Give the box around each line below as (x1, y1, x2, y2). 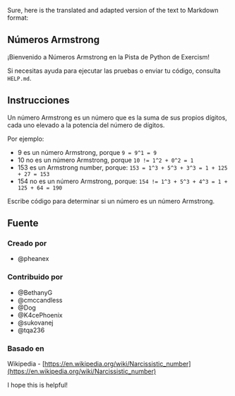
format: (7, 13, 29, 22)
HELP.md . (7, 74, 32, 82)
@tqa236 (17, 325, 45, 334)
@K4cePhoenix (17, 310, 64, 319)
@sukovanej (17, 318, 54, 327)
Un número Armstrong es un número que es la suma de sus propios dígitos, (7, 113, 227, 122)
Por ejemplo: (7, 134, 44, 143)
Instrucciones (7, 95, 70, 107)
